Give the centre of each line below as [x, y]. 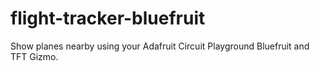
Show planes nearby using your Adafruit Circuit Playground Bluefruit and [160, 46]
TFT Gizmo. [34, 56]
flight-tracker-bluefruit [108, 18]
